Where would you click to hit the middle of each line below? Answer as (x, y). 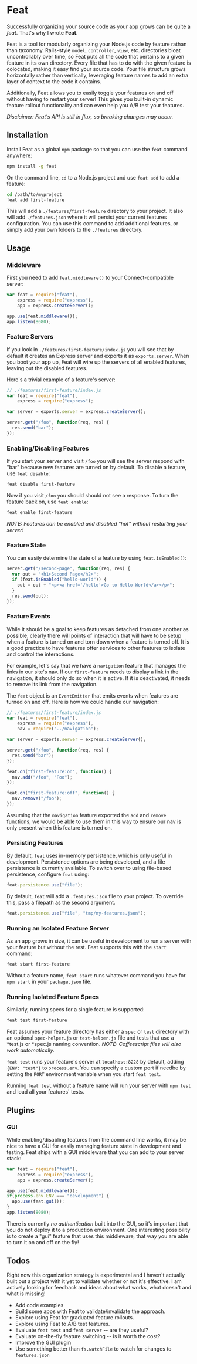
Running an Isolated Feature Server (58, 928)
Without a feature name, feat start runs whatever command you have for (96, 976)
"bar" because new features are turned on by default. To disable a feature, (97, 468)
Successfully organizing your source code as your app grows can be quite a (99, 26)
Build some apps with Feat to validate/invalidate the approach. (90, 1311)
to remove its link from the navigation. (52, 684)
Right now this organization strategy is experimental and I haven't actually (96, 1275)
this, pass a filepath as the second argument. (61, 903)
